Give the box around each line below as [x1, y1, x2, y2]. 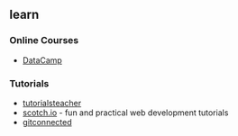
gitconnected [22, 116, 72, 127]
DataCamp [22, 54, 63, 66]
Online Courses [9, 34, 79, 47]
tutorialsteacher [22, 97, 82, 108]
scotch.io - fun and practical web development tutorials [22, 107, 229, 118]
